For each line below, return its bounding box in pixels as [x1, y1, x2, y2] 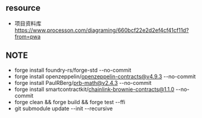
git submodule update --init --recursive [14, 105, 113, 112]
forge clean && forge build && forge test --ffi [14, 98, 126, 105]
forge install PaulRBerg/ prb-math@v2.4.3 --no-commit [14, 79, 152, 86]
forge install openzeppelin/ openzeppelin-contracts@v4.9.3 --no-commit [14, 73, 196, 80]
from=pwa [14, 33, 41, 40]
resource [5, 3, 41, 13]
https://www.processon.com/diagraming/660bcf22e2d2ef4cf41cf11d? [14, 26, 189, 34]
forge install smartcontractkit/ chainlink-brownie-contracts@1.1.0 [14, 85, 175, 93]
